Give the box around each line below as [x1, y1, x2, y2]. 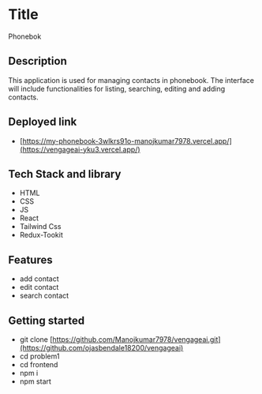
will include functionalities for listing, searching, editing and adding [8, 84, 226, 93]
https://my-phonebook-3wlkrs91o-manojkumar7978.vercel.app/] [22, 136, 233, 145]
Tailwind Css [19, 222, 62, 231]
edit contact [19, 283, 59, 292]
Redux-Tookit [19, 231, 63, 240]
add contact [19, 274, 59, 283]
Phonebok [8, 32, 42, 41]
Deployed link [8, 115, 77, 129]
